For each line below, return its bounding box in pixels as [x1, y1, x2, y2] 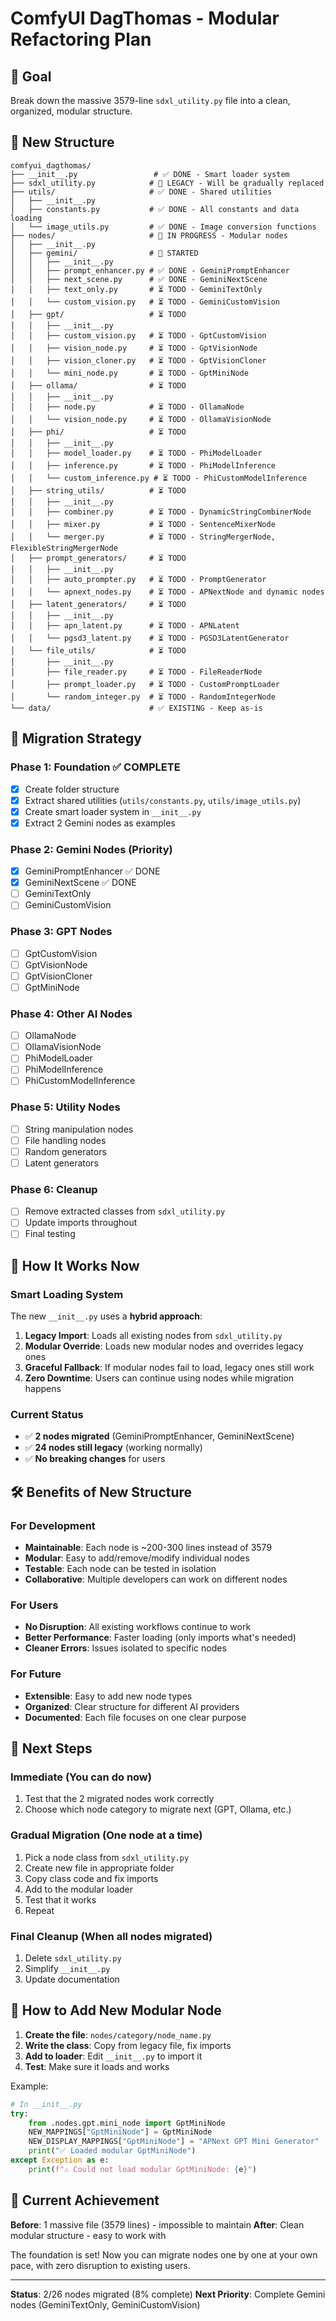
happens [24, 1383, 62, 1395]
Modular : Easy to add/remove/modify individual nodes [24, 1552, 250, 1564]
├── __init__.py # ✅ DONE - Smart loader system [10, 169, 290, 179]
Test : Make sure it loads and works [24, 2060, 170, 2072]
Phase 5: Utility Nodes [10, 1100, 121, 1114]
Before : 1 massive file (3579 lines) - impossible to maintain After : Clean [10, 2218, 305, 2231]
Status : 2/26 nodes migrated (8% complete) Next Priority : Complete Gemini [10, 2288, 326, 2300]
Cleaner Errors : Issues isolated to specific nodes [24, 1642, 227, 1654]
